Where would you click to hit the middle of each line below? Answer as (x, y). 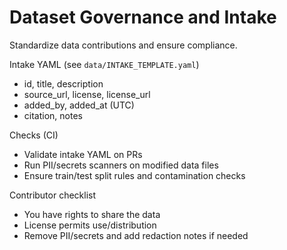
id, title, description (63, 83)
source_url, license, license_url (87, 94)
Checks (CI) (34, 135)
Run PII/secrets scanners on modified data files (121, 165)
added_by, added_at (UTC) (79, 105)
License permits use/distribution (90, 225)
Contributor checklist (53, 195)
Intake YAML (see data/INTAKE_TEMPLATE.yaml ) (104, 64)
